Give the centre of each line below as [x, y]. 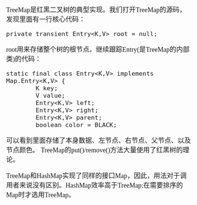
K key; [47, 88]
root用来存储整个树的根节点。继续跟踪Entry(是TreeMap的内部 [98, 50]
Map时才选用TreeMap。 [41, 195]
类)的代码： [24, 59]
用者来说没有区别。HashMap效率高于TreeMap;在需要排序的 [95, 185]
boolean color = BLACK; [76, 125]
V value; [50, 95]
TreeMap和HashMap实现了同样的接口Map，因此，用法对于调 [96, 176]
